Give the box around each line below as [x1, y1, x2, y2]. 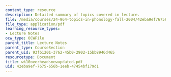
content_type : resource [5, 7, 56, 13]
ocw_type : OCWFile [5, 36, 44, 41]
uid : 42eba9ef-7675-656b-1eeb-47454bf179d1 [5, 64, 99, 69]
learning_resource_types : [5, 26, 60, 31]
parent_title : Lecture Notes [5, 41, 67, 46]
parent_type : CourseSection [5, 45, 65, 50]
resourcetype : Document [5, 54, 56, 60]
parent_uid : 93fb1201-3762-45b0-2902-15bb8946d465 [5, 50, 115, 55]
